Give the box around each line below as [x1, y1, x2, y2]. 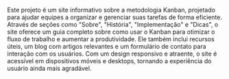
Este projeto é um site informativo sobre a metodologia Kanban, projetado [7, 6, 216, 14]
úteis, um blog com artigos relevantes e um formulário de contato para [7, 43, 207, 50]
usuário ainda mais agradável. [7, 65, 92, 72]
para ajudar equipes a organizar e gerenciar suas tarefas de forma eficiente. [7, 13, 223, 21]
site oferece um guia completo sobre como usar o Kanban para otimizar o [7, 27, 215, 36]
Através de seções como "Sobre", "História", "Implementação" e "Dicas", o [7, 21, 219, 28]
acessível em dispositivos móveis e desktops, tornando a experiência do [7, 57, 212, 65]
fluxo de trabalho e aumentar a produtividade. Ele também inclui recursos [7, 35, 215, 43]
